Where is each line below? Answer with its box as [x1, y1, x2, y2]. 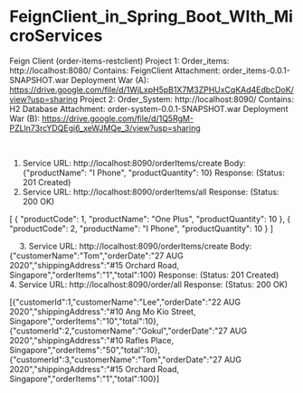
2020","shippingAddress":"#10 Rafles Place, [9, 334, 175, 345]
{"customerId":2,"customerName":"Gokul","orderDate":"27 [9, 325, 228, 336]
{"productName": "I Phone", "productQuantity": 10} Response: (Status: [22, 167, 285, 178]
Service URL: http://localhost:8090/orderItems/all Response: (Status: [22, 186, 279, 197]
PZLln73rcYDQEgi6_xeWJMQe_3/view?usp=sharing [9, 122, 201, 133]
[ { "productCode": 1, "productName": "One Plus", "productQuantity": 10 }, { [9, 213, 291, 224]
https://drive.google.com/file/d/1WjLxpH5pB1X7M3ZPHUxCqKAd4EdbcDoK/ [9, 84, 294, 95]
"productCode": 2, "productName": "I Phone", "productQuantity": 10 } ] [9, 223, 274, 234]
